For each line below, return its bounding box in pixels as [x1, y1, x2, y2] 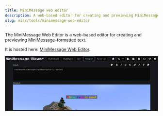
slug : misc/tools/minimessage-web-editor [5, 18, 90, 23]
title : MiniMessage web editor [5, 8, 68, 13]
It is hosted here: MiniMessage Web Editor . [5, 47, 91, 52]
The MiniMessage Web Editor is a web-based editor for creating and [5, 32, 142, 38]
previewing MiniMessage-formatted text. [5, 37, 86, 43]
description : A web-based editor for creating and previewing [5, 13, 133, 18]
